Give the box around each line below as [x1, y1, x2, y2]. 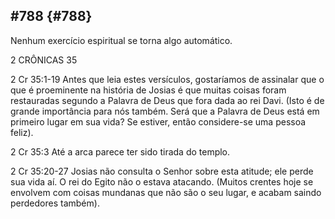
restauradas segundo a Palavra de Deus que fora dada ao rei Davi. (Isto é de [10, 94, 325, 106]
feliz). [10, 126, 34, 138]
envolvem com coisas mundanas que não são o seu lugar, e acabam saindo [10, 186, 322, 198]
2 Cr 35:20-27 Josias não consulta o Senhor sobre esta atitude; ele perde [10, 165, 314, 177]
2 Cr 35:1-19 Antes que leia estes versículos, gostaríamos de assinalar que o [10, 73, 325, 85]
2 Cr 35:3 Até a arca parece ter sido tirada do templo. [10, 145, 231, 158]
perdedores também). [10, 197, 100, 209]
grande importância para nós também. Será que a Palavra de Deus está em [10, 105, 320, 117]
